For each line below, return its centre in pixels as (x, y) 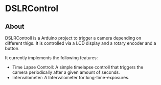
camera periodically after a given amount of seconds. (66, 72)
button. (12, 48)
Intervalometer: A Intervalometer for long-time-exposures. (71, 77)
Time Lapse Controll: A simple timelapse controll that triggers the (78, 67)
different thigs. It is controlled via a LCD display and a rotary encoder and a (81, 43)
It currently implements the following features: (51, 58)
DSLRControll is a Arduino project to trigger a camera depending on (73, 38)
